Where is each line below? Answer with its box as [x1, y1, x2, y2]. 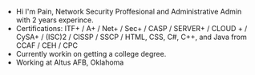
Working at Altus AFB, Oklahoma [15, 57, 124, 67]
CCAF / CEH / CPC [15, 41, 79, 50]
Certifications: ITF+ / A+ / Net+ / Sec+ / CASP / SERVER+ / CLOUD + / [15, 24, 248, 33]
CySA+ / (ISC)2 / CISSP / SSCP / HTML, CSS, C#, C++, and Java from [15, 32, 247, 41]
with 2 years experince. [15, 15, 94, 25]
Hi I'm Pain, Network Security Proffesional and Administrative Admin [15, 7, 242, 16]
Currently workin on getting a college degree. [15, 49, 167, 58]
